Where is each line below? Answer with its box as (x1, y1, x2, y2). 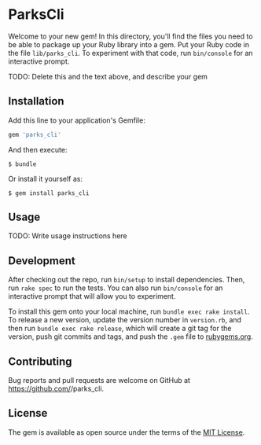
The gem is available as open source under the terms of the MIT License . (8, 427, 245, 437)
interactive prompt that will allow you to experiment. (8, 292, 176, 301)
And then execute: (8, 145, 68, 154)
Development (8, 254, 76, 267)
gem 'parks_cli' (8, 131, 61, 138)
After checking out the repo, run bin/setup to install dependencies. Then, (8, 275, 245, 285)
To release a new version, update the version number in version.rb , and (8, 315, 242, 325)
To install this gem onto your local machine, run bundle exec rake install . (8, 307, 250, 316)
